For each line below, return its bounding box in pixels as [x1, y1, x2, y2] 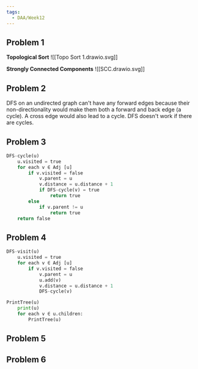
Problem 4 [6, 232, 47, 242]
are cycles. [6, 119, 34, 126]
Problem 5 [6, 334, 46, 344]
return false [17, 215, 51, 222]
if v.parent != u [38, 204, 84, 210]
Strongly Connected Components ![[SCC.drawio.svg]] [6, 65, 145, 73]
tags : [6, 9, 20, 15]
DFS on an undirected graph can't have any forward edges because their [6, 99, 191, 107]
